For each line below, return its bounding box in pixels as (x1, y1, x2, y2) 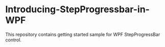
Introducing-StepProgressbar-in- (5, 4, 150, 15)
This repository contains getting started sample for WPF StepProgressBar (5, 31, 160, 37)
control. (5, 37, 22, 43)
